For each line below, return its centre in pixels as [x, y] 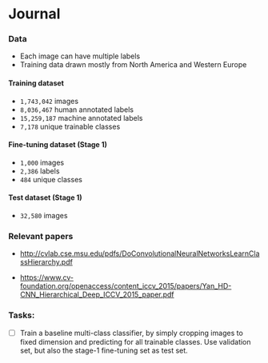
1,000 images [42, 162]
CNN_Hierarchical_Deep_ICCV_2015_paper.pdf [97, 295]
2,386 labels [40, 171]
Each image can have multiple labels [80, 56]
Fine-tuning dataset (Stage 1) [58, 145]
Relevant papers [41, 237]
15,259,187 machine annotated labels [81, 118]
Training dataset [36, 83]
